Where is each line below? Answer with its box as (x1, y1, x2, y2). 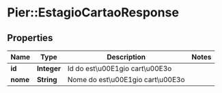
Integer (36, 64, 61, 73)
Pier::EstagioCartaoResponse (7, 5, 180, 21)
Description (107, 53, 145, 62)
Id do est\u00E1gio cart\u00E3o (67, 64, 172, 73)
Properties (7, 32, 53, 44)
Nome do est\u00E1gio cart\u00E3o (67, 75, 186, 84)
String (36, 75, 57, 84)
